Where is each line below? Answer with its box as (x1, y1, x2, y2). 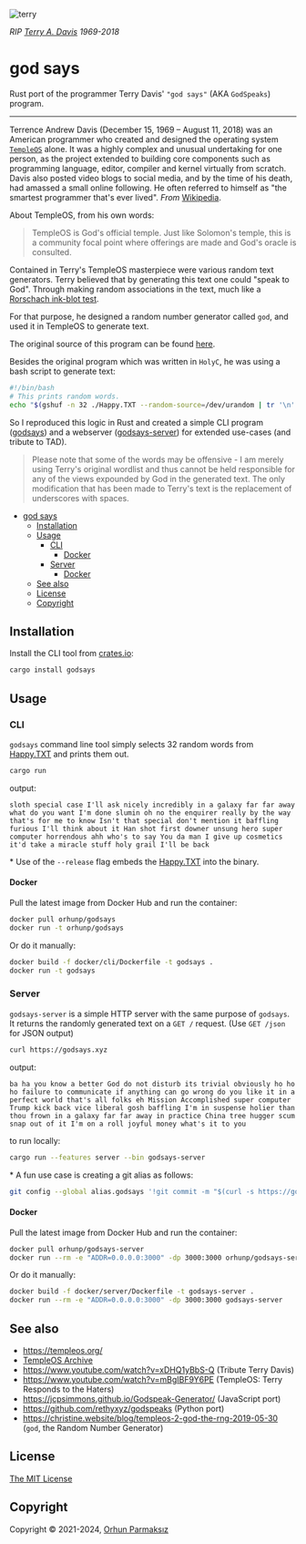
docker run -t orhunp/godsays (9, 923, 125, 932)
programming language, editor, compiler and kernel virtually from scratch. (9, 162, 287, 173)
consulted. (31, 246, 72, 257)
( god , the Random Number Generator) (22, 1422, 164, 1433)
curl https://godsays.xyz (9, 1045, 107, 1055)
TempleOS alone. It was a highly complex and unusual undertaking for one (9, 143, 282, 154)
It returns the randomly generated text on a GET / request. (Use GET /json (9, 1017, 286, 1029)
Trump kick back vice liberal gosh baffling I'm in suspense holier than (9, 1103, 296, 1112)
